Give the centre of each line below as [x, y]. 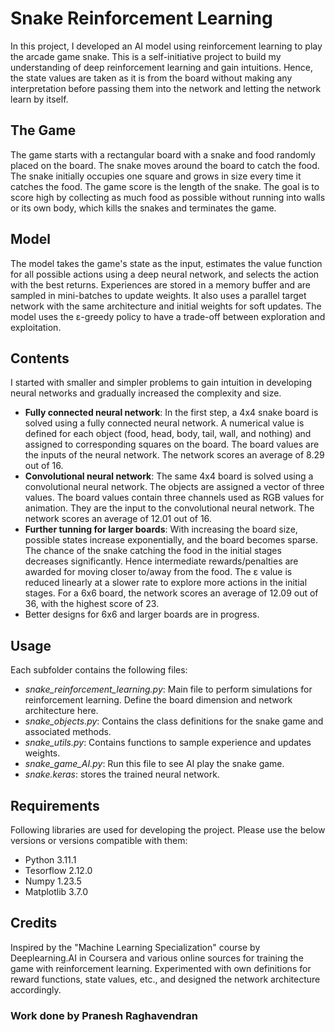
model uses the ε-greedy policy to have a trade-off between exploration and [168, 316]
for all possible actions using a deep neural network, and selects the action [165, 274]
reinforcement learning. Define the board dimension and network [158, 700]
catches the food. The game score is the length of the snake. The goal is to [165, 186]
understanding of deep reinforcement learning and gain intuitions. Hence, [161, 67]
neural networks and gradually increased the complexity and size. [146, 393]
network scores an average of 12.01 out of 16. [118, 519]
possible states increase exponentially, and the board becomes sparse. [171, 540]
